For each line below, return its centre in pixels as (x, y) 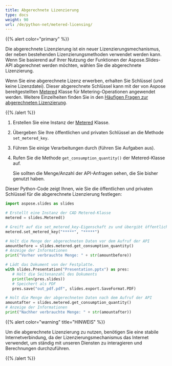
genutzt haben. (29, 179)
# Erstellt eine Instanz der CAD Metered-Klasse (58, 213)
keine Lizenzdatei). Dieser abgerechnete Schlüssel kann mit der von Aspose (85, 86)
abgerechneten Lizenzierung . (36, 103)
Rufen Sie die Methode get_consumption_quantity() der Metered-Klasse (89, 158)
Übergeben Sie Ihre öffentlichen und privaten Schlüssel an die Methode (88, 133)
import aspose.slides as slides (40, 204)
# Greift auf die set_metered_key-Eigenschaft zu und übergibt (74, 227)
